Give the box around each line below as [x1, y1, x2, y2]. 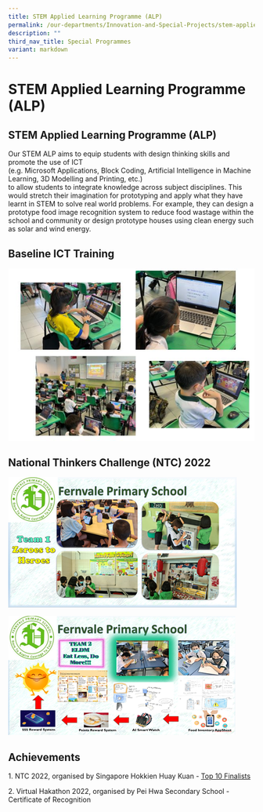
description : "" [8, 29, 61, 37]
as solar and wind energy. [8, 224, 92, 234]
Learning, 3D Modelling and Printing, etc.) [8, 174, 143, 184]
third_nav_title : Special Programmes [8, 38, 131, 46]
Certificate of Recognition [8, 795, 92, 804]
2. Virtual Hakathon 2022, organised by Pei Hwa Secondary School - [8, 787, 229, 796]
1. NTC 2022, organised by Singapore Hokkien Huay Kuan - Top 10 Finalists [8, 771, 251, 781]
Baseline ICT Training [8, 247, 115, 260]
